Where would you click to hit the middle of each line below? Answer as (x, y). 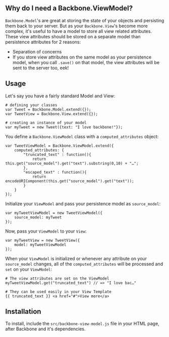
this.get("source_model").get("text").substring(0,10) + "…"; (72, 163)
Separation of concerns (37, 51)
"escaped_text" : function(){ (55, 172)
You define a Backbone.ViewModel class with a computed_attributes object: (82, 136)
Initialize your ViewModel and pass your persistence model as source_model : (83, 203)
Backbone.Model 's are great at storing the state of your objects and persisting (85, 20)
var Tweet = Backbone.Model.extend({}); (48, 109)
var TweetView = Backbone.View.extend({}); (52, 114)
